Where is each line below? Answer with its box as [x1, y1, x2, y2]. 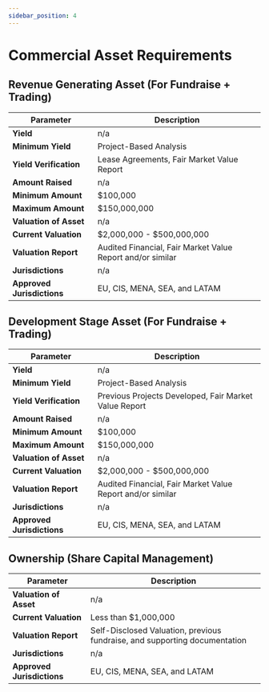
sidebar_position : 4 [8, 11, 78, 20]
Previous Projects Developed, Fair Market [97, 390, 254, 402]
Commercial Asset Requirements [8, 46, 232, 64]
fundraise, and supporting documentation [90, 635, 247, 646]
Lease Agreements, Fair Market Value [97, 154, 239, 165]
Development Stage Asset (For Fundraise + [8, 315, 227, 329]
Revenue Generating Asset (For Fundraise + [8, 78, 231, 92]
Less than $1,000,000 [90, 612, 175, 623]
